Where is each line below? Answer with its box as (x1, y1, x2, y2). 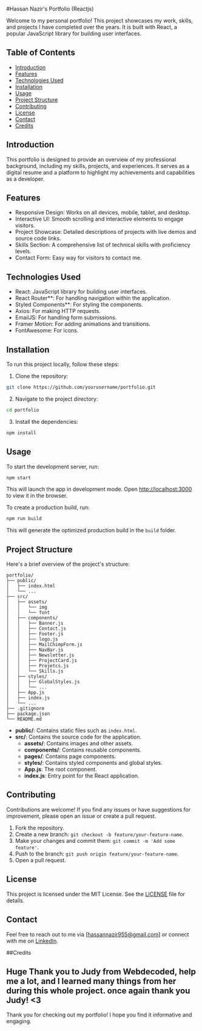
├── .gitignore (6, 706, 45, 712)
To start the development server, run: (6, 463, 99, 470)
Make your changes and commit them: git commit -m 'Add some (15, 837, 176, 844)
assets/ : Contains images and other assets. (24, 740, 133, 747)
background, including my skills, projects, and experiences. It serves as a (6, 162, 190, 169)
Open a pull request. (15, 856, 67, 864)
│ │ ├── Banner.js (6, 621, 64, 627)
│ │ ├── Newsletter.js (6, 652, 75, 658)
